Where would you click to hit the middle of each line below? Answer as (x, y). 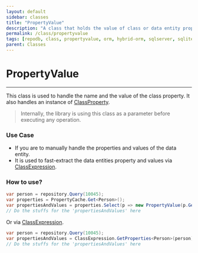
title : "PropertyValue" (35, 22)
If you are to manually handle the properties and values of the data (95, 148)
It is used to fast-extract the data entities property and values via (93, 161)
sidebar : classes (27, 17)
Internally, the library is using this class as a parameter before (95, 113)
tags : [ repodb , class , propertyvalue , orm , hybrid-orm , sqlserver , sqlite (100, 39)
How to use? (24, 182)
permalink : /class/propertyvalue (47, 34)
